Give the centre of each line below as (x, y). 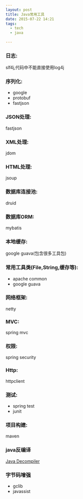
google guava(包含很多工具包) (36, 253)
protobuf (22, 98)
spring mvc (17, 333)
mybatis (14, 228)
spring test (24, 406)
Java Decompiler (23, 461)
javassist (22, 491)
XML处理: (17, 142)
